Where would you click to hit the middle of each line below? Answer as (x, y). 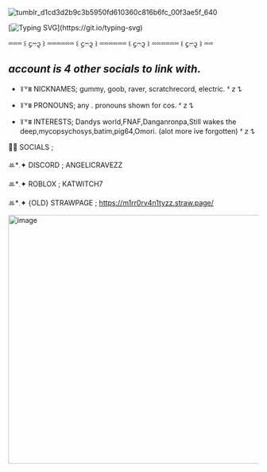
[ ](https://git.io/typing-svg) (75, 27)
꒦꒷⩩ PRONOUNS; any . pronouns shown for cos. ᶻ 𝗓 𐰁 (106, 105)
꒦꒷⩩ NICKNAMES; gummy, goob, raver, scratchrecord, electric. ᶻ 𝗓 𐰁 (131, 88)
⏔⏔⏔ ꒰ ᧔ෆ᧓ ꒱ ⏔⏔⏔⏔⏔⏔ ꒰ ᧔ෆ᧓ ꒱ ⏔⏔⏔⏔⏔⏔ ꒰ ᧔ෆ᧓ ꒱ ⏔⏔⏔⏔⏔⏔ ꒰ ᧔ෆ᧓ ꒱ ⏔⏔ (111, 43)
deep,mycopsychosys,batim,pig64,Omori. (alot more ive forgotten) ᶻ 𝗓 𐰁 (137, 131)
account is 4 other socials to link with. (104, 69)
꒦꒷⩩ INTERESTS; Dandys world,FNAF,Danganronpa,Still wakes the (128, 121)
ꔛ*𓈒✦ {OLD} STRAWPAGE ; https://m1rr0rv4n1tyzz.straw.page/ (111, 202)
